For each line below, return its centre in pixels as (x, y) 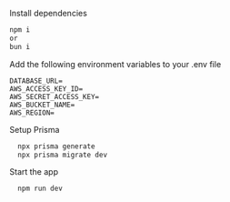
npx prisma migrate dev (62, 155)
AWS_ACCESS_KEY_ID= (46, 89)
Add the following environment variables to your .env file (115, 64)
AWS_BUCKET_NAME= (42, 105)
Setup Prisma (35, 129)
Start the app (34, 172)
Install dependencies (49, 13)
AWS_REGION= (32, 113)
